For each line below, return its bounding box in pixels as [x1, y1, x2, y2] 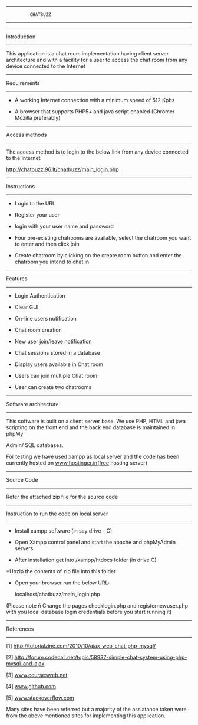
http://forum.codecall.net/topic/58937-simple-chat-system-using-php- [14, 654, 187, 661]
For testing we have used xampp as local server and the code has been [6, 453, 180, 460]
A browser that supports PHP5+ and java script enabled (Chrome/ [14, 108, 175, 115]
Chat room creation [14, 326, 62, 334]
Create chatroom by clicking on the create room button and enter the [14, 252, 182, 259]
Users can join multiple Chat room [14, 373, 98, 379]
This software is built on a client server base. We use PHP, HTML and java [6, 417, 186, 424]
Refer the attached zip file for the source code [6, 494, 118, 500]
